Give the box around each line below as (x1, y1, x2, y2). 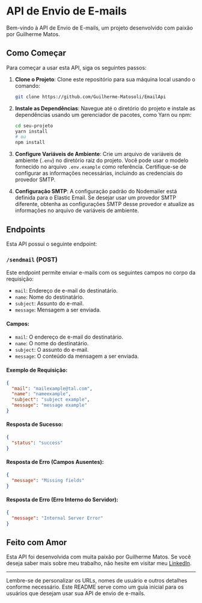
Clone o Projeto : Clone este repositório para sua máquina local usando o (14, 75, 195, 83)
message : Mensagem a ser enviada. (14, 306, 101, 314)
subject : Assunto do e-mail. (14, 300, 84, 307)
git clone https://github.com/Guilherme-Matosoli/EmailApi (14, 93, 167, 100)
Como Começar (6, 48, 66, 58)
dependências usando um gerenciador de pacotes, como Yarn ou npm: (14, 111, 192, 118)
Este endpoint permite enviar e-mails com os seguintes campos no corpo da (6, 269, 196, 277)
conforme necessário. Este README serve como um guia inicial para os (6, 583, 184, 591)
